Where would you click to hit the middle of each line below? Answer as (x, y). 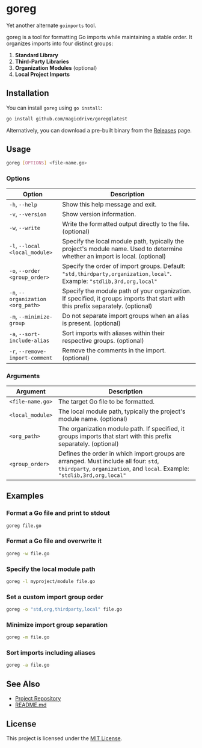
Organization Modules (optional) (56, 67)
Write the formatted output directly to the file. (126, 223)
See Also (23, 684)
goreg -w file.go (28, 553)
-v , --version (28, 214)
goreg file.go (24, 526)
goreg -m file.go (28, 637)
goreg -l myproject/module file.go (51, 581)
